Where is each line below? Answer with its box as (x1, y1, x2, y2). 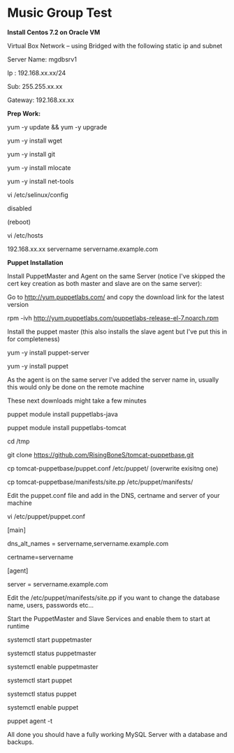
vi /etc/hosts (7, 231, 43, 239)
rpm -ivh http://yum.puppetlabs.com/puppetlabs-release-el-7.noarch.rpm (7, 313, 219, 322)
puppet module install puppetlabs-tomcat (7, 423, 127, 431)
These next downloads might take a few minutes (7, 396, 147, 405)
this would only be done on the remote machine (7, 382, 145, 391)
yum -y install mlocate (7, 163, 71, 172)
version (7, 300, 29, 308)
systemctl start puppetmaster (7, 635, 92, 644)
